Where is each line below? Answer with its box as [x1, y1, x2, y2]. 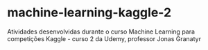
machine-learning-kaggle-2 [7, 5, 172, 21]
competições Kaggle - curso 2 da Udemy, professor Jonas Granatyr [7, 34, 201, 42]
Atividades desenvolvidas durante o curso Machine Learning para [7, 27, 196, 36]
